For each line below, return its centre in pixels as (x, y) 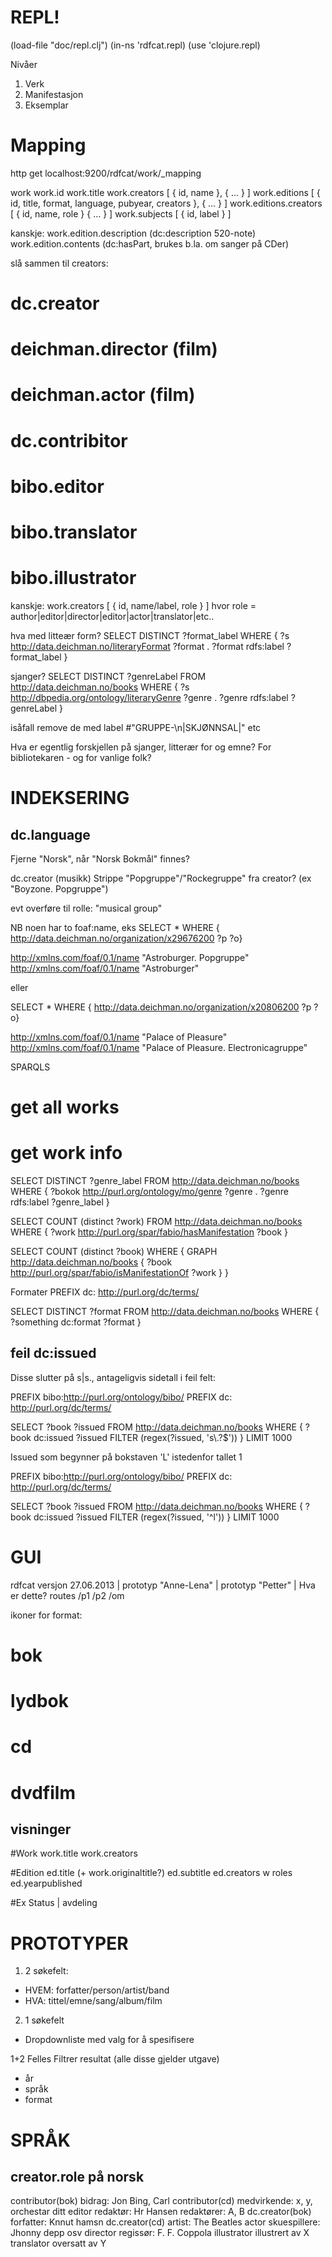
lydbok (39, 1701)
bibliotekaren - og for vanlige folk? (81, 757)
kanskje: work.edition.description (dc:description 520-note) (133, 233)
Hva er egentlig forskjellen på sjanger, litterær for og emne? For (141, 747)
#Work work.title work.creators (74, 1853)
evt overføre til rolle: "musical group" (86, 908)
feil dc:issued (53, 1353)
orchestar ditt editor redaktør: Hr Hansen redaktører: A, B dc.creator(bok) (161, 2212)
